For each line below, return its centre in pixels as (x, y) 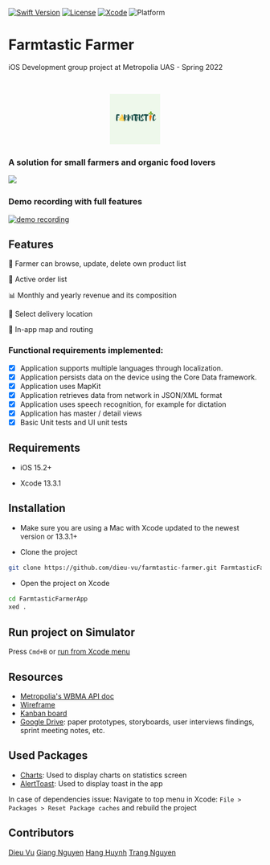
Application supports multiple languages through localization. (121, 368)
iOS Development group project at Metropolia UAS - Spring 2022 (116, 67)
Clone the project (49, 551)
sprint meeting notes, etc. (62, 730)
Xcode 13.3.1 (41, 483)
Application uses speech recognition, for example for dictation (123, 404)
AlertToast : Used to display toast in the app (91, 783)
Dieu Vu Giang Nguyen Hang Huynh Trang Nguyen (92, 852)
